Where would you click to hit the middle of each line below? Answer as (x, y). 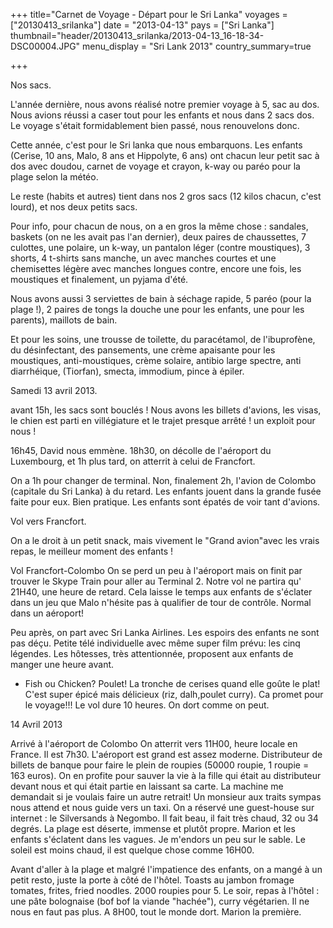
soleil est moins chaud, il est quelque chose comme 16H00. (132, 850)
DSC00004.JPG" (45, 46)
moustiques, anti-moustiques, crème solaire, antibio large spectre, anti (156, 360)
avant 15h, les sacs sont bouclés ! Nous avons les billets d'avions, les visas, (166, 410)
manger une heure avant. (62, 664)
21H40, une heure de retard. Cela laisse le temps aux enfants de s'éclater (161, 592)
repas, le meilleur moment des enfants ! (92, 551)
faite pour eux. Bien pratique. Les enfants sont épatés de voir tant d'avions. (165, 502)
